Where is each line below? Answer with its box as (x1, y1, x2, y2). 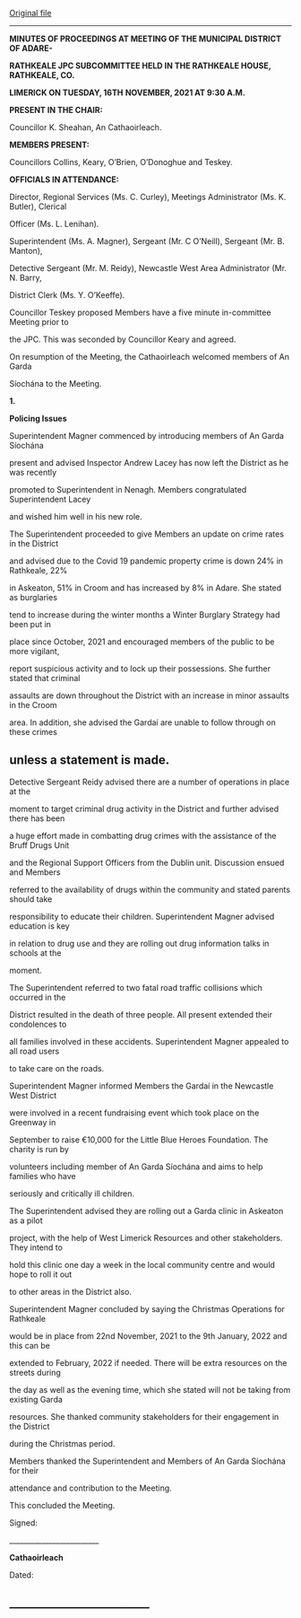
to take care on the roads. (9, 1063, 105, 1073)
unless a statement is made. (9, 753, 170, 768)
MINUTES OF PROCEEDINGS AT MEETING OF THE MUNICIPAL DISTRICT (9, 33, 282, 44)
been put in (9, 619, 52, 629)
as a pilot (9, 1215, 43, 1226)
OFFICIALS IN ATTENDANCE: (9, 174, 119, 185)
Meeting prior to (9, 317, 69, 327)
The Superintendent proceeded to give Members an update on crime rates (9, 529, 285, 539)
